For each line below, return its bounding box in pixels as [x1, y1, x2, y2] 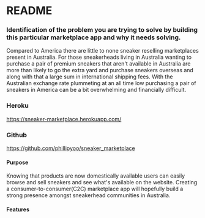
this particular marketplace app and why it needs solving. [6, 33, 181, 42]
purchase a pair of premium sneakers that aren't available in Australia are [6, 60, 191, 67]
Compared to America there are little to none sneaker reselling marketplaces [6, 47, 199, 55]
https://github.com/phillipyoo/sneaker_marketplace [6, 145, 136, 152]
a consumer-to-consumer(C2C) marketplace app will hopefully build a [6, 185, 184, 193]
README [6, 4, 53, 18]
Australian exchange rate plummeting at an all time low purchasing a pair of [6, 80, 196, 87]
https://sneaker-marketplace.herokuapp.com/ [6, 115, 122, 122]
